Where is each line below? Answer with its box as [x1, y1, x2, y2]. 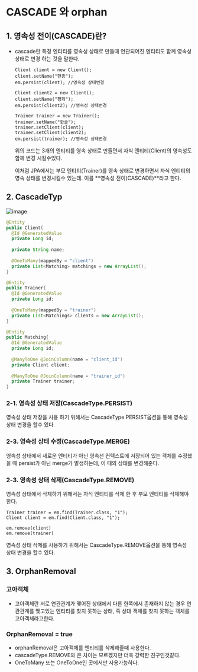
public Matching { [6, 335, 49, 340]
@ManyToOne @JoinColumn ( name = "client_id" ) [11, 356, 123, 362]
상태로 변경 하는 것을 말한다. [14, 55, 80, 62]
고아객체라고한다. [14, 614, 55, 622]
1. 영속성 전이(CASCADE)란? [6, 31, 107, 41]
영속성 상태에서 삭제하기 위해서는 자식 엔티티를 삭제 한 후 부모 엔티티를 [6, 491, 168, 498]
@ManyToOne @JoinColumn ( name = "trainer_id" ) [11, 373, 126, 379]
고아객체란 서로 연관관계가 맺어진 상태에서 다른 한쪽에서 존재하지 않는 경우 [14, 600, 186, 607]
